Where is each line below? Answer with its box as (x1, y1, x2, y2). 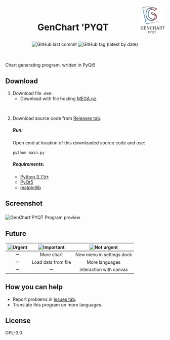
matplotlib (20, 184, 41, 191)
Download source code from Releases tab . (12, 115, 102, 121)
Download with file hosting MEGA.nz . (20, 96, 98, 102)
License (5, 317, 31, 325)
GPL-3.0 (5, 330, 23, 336)
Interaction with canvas (79, 266, 128, 272)
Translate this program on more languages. (12, 301, 103, 307)
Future (5, 229, 27, 238)
